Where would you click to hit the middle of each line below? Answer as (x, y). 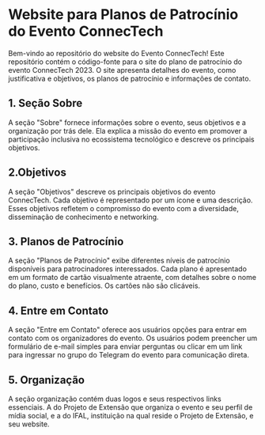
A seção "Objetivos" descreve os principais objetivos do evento (112, 191)
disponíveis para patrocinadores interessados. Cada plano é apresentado (128, 269)
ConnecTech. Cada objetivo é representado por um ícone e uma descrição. (131, 200)
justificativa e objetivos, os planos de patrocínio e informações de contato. (130, 78)
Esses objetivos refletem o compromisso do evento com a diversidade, (123, 208)
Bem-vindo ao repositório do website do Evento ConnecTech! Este (116, 53)
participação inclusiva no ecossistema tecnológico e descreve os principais (131, 139)
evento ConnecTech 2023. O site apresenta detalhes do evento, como (122, 70)
